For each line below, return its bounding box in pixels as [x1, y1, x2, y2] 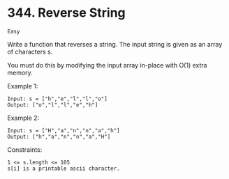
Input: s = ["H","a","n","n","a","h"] [7, 127, 120, 134]
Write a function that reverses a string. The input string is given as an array [7, 40, 223, 48]
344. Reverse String [7, 5, 126, 21]
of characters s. [7, 47, 53, 56]
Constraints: [7, 145, 43, 154]
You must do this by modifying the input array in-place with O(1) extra [7, 61, 207, 69]
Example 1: [7, 81, 38, 90]
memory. [7, 68, 33, 77]
